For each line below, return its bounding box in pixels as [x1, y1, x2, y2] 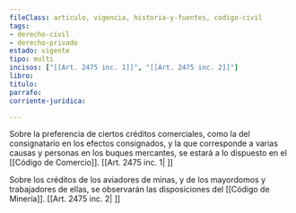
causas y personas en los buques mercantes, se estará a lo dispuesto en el [9, 148, 287, 158]
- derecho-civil [9, 30, 70, 38]
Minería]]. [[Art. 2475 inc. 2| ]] [9, 193, 121, 204]
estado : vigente [9, 47, 70, 55]
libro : [9, 72, 34, 81]
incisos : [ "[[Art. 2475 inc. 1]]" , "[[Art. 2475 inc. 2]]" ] [9, 64, 239, 72]
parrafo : [9, 88, 42, 97]
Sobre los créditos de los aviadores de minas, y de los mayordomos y [9, 175, 266, 185]
